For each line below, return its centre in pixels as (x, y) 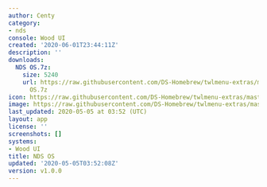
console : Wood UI (37, 38)
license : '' (28, 127)
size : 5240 (41, 75)
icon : (17, 97)
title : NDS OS (32, 156)
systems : (23, 141)
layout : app (28, 119)
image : (19, 104)
